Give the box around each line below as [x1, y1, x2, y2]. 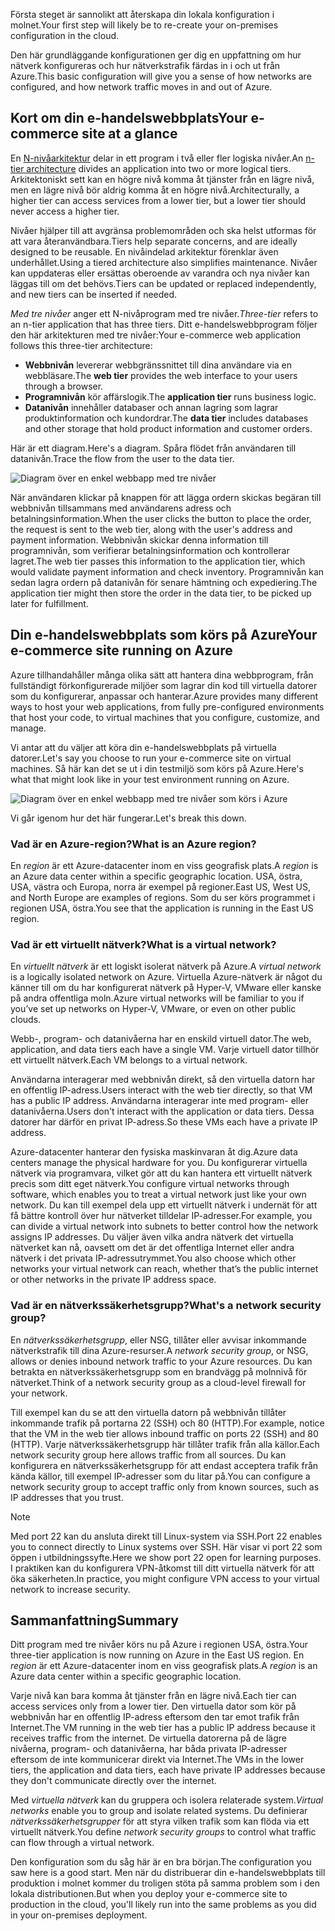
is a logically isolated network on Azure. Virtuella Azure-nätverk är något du [10, 971, 323, 983]
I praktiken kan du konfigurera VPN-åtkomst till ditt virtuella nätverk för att [10, 1562, 315, 1574]
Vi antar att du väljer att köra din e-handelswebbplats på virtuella [10, 741, 277, 753]
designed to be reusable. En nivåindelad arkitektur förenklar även [10, 245, 279, 258]
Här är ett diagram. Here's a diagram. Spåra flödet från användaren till [10, 442, 297, 454]
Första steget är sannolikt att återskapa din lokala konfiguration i [10, 9, 275, 20]
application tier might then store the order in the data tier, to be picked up [10, 587, 312, 599]
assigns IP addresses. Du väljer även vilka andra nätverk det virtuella [10, 1231, 294, 1243]
